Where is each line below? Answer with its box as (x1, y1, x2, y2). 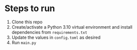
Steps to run (4, 3, 56, 14)
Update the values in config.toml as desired (11, 34, 101, 40)
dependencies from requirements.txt (11, 29, 87, 35)
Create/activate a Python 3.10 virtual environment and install (11, 24, 133, 30)
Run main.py (11, 39, 37, 45)
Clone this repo (11, 19, 42, 25)
